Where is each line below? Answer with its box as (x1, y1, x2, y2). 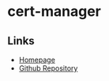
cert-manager (7, 2, 102, 21)
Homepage (18, 55, 56, 64)
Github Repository (18, 64, 78, 73)
